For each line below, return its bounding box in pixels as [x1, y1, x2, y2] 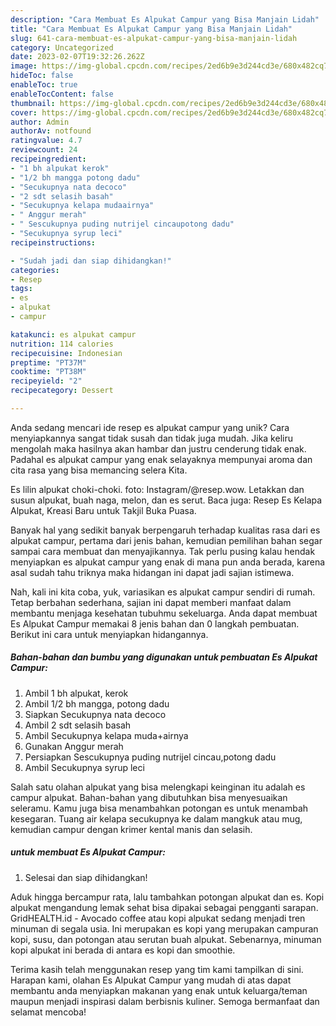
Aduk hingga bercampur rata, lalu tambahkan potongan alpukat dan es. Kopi [10, 891, 325, 903]
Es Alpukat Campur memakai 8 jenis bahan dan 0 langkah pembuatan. [10, 617, 300, 630]
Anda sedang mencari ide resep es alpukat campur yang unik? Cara [10, 421, 290, 433]
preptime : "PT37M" [10, 357, 87, 368]
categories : [10, 265, 60, 275]
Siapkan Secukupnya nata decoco [24, 708, 167, 720]
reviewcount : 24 [10, 145, 78, 155]
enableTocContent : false [10, 89, 114, 99]
